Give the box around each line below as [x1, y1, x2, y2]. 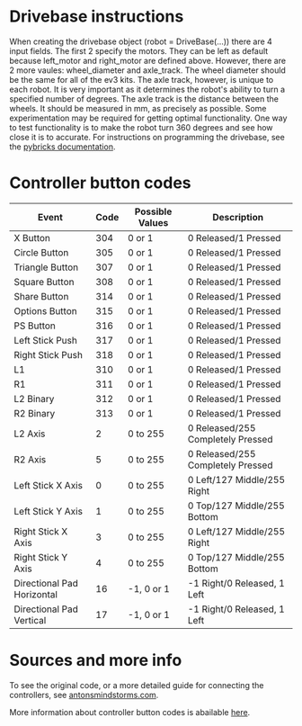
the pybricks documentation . [9, 141, 116, 152]
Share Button [13, 290, 69, 302]
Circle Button [13, 246, 69, 258]
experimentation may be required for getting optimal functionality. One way [9, 112, 288, 123]
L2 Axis [13, 427, 46, 440]
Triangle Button [13, 261, 79, 273]
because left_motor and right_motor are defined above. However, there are [9, 55, 286, 66]
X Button [13, 231, 51, 244]
